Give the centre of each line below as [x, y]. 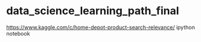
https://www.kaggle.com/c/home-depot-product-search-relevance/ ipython [101, 27]
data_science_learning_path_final [93, 11]
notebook [18, 33]
